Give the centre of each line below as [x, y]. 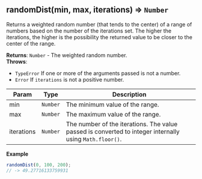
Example [17, 154]
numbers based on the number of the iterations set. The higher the [89, 31]
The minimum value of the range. [112, 105]
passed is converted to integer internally [123, 132]
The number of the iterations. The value [122, 124]
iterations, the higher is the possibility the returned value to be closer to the [99, 37]
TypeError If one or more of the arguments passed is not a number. [98, 73]
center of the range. [31, 43]
